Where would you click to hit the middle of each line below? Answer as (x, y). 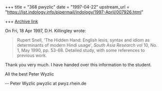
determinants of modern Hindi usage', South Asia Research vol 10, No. (87, 45)
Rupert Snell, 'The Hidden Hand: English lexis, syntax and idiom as (83, 40)
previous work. (32, 55)
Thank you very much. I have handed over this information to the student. (78, 65)
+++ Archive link (22, 21)
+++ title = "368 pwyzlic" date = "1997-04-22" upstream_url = (67, 7)
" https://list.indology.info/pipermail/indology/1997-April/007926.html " (74, 12)
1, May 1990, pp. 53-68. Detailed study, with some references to (81, 50)
